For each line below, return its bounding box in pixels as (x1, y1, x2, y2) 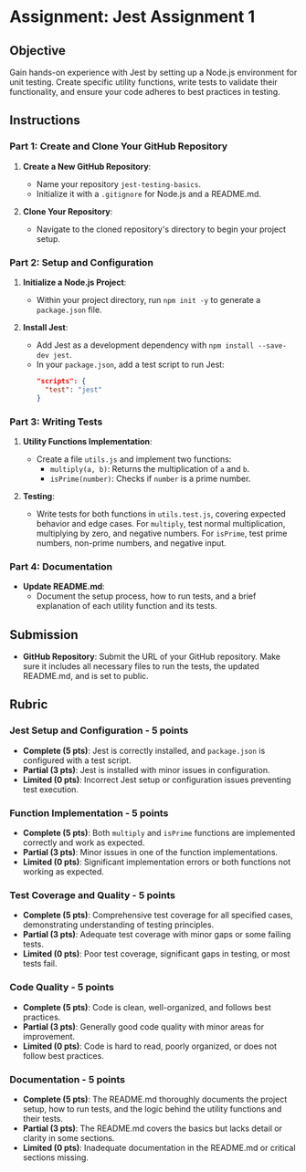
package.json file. (36, 304, 102, 315)
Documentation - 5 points (9, 1073, 126, 1085)
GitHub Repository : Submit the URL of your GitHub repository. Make (22, 651, 281, 663)
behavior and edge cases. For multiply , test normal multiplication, (36, 518, 286, 528)
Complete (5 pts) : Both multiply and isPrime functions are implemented (22, 828, 296, 838)
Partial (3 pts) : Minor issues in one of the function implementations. (22, 847, 279, 857)
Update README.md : (22, 581, 105, 592)
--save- (257, 340, 288, 351)
